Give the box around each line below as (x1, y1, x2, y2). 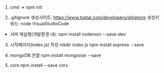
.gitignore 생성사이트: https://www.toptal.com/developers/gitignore (9, 14, 146, 20)
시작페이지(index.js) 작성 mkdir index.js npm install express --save (9, 42, 144, 48)
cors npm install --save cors (9, 62, 68, 68)
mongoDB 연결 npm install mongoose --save (9, 52, 101, 58)
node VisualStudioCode (20, 21, 69, 26)
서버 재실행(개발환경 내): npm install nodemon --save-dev (9, 31, 126, 37)
